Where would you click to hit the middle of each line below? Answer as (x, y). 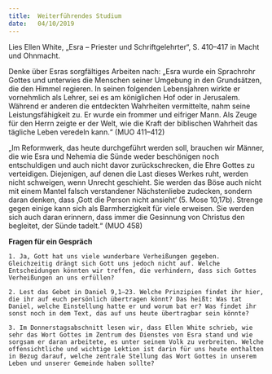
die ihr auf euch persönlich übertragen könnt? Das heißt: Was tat (125, 299)
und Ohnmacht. (35, 55)
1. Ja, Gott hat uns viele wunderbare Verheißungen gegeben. (114, 256)
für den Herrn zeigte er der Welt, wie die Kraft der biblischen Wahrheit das (133, 123)
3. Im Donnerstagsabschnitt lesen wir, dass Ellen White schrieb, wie (131, 328)
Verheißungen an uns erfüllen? (61, 278)
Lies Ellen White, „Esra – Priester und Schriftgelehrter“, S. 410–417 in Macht (134, 46)
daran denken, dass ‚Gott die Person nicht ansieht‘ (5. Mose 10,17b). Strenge (136, 200)
